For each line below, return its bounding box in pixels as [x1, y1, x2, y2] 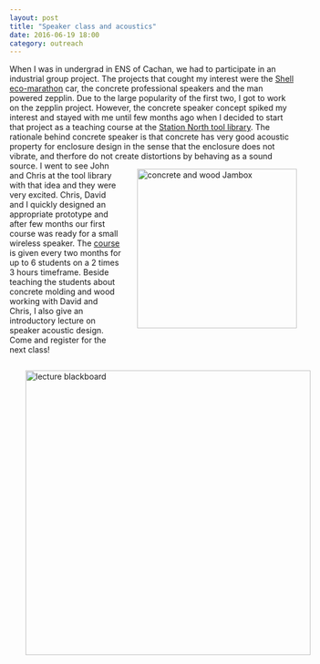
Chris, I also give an [9, 306, 84, 317]
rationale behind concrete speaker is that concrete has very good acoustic [9, 131, 290, 142]
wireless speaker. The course [9, 238, 120, 249]
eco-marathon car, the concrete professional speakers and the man [9, 83, 263, 94]
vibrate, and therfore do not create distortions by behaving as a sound [9, 151, 274, 162]
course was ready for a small [9, 229, 119, 240]
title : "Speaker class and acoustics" [9, 22, 157, 31]
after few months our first [9, 219, 106, 230]
